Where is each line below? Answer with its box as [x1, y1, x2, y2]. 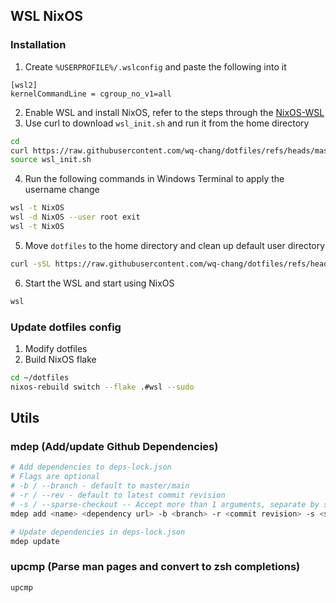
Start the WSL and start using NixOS [24, 277, 175, 289]
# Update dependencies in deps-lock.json [10, 527, 186, 537]
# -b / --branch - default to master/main [10, 481, 190, 491]
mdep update [10, 536, 60, 546]
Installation [10, 38, 67, 52]
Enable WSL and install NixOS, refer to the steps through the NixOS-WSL [24, 106, 325, 118]
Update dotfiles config [10, 320, 122, 334]
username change [24, 184, 100, 196]
